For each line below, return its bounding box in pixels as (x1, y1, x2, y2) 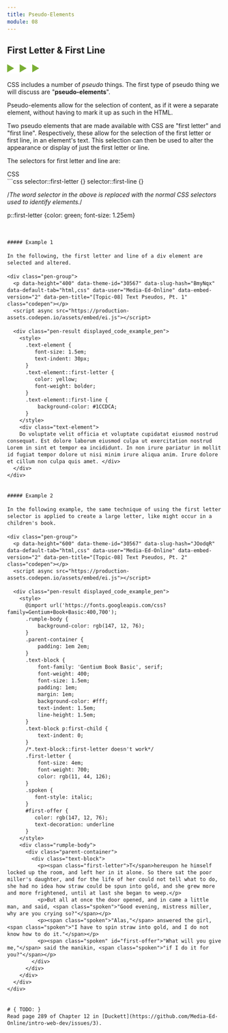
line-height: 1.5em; (37, 712, 96, 719)
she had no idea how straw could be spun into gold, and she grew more (7, 883, 215, 890)
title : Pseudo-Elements (7, 11, 75, 18)
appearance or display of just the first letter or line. (7, 144, 150, 152)
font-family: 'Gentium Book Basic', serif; (37, 664, 164, 671)
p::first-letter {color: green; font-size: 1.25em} (7, 211, 135, 219)
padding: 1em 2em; (37, 643, 90, 650)
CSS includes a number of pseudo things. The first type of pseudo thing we (7, 81, 220, 89)
